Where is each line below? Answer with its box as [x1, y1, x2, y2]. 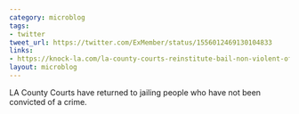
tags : [9, 21, 29, 30]
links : [9, 46, 34, 55]
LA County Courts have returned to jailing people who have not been [9, 86, 261, 98]
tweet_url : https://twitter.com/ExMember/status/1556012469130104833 [9, 37, 273, 47]
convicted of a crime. [9, 96, 87, 107]
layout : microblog [9, 63, 77, 72]
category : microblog [9, 12, 86, 22]
